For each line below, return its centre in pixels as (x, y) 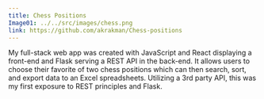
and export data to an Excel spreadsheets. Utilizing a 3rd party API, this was (132, 78)
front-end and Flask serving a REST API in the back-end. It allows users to (129, 61)
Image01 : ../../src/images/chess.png (71, 23)
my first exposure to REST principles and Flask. (85, 86)
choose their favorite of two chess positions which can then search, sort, (128, 70)
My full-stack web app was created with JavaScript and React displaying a (130, 53)
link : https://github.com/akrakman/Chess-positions (95, 30)
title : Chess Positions (48, 15)
